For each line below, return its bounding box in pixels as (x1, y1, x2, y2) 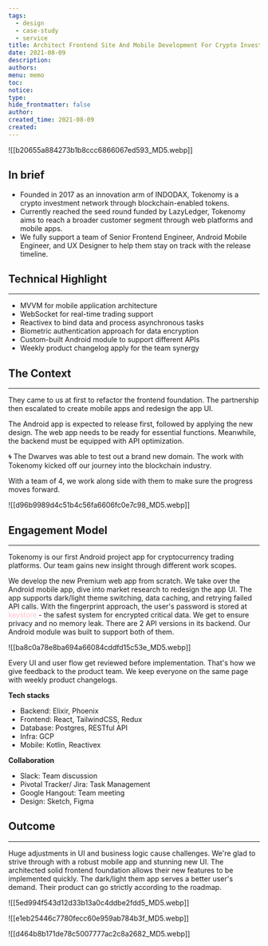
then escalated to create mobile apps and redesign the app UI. (8, 404, 214, 413)
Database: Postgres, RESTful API (19, 723, 128, 732)
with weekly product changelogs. (8, 675, 118, 685)
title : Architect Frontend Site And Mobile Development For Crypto (8, 42, 238, 50)
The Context (8, 366, 72, 380)
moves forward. (8, 485, 60, 494)
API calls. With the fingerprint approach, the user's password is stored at (8, 601, 247, 611)
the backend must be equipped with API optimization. (8, 437, 184, 446)
